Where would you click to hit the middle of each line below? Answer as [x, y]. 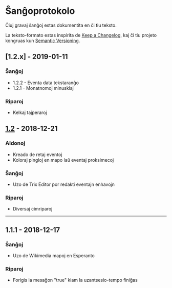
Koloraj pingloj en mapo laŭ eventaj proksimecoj [63, 160]
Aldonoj [15, 143]
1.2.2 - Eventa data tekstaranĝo [46, 83]
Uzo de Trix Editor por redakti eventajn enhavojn [64, 184]
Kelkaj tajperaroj [30, 112]
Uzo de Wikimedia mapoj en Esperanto [53, 255]
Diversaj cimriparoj [33, 209]
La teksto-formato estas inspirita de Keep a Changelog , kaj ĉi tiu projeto [81, 35]
